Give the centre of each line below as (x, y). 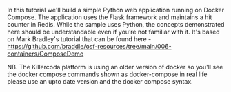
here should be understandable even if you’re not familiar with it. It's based (113, 32)
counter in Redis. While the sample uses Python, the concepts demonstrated (116, 24)
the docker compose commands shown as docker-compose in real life (107, 74)
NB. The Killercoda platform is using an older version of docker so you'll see (115, 67)
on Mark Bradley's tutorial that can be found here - (79, 39)
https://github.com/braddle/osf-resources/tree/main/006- (89, 46)
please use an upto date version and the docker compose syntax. (100, 81)
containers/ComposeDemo (46, 54)
